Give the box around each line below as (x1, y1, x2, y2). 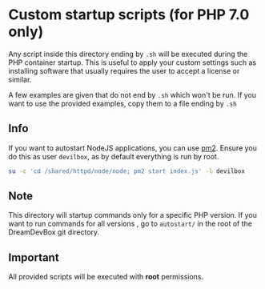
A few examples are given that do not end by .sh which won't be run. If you (8, 90, 257, 99)
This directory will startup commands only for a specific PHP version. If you (8, 211, 258, 220)
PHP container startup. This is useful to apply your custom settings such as (8, 58, 257, 67)
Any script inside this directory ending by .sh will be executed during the (8, 49, 248, 58)
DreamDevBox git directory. (8, 227, 100, 237)
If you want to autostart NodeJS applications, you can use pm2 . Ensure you (8, 142, 258, 153)
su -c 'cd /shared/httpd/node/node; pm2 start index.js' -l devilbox (8, 167, 246, 175)
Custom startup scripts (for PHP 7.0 (8, 6, 250, 24)
